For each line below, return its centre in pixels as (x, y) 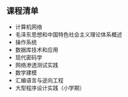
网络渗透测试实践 (37, 65)
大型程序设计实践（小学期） (50, 88)
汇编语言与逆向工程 (39, 80)
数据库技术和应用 (37, 49)
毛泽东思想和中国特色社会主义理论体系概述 (69, 34)
